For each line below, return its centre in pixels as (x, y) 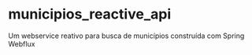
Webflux (22, 43)
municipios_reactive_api (90, 14)
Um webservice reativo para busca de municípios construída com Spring (126, 36)
